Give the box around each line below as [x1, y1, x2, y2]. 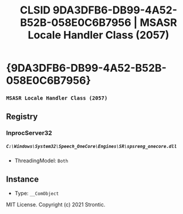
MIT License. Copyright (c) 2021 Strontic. [6, 201, 106, 208]
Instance [6, 174, 39, 184]
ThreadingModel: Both [14, 157, 69, 164]
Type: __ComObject [14, 190, 59, 197]
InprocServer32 [6, 129, 53, 137]
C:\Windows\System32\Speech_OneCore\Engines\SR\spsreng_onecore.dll [6, 144, 177, 150]
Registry [6, 111, 38, 121]
